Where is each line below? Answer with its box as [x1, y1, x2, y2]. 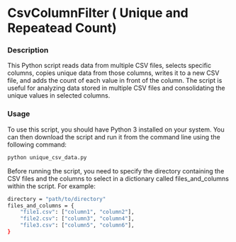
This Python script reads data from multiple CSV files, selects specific [7, 62, 211, 70]
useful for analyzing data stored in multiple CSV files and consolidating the [7, 83, 225, 93]
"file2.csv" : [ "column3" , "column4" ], [20, 215, 135, 222]
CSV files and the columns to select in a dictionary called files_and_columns [7, 174, 229, 183]
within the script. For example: [7, 182, 96, 190]
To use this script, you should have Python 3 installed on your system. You [7, 125, 225, 134]
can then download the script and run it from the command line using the [7, 132, 221, 141]
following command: [7, 140, 67, 149]
